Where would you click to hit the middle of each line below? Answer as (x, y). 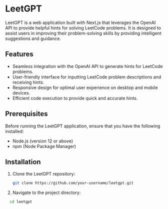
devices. (21, 92)
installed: (14, 131)
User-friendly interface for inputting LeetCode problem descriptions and (87, 77)
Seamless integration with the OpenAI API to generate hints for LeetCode (87, 66)
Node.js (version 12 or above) (43, 141)
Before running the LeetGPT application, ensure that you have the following (83, 126)
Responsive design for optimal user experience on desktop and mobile (85, 87)
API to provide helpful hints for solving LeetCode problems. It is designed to (83, 27)
